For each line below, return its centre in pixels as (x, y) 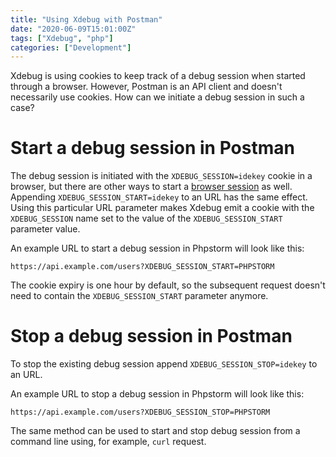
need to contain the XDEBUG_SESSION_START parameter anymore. (139, 296)
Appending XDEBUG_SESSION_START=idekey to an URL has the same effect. (159, 197)
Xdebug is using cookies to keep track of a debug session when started (158, 76)
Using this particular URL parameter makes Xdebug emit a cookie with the (162, 208)
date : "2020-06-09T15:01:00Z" (73, 29)
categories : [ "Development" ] (71, 47)
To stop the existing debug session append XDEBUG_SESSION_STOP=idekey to (164, 364)
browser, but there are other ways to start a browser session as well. (151, 187)
